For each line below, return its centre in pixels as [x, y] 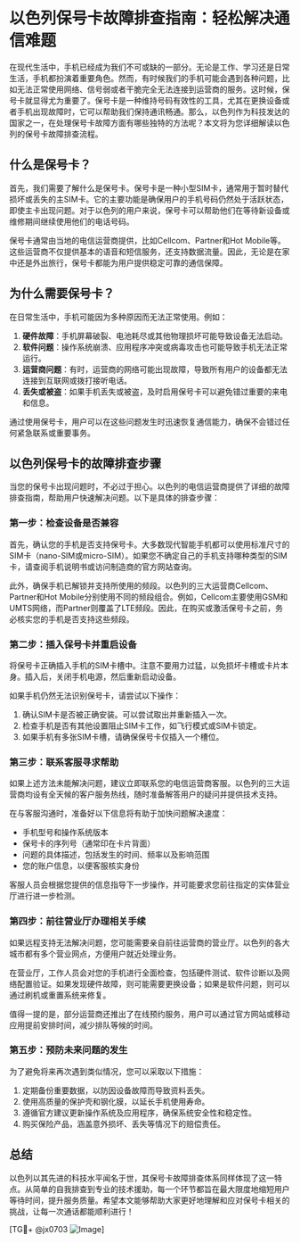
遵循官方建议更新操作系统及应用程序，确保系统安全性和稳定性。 [139, 1113]
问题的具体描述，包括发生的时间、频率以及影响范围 [116, 855]
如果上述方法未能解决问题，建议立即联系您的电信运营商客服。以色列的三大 [146, 783]
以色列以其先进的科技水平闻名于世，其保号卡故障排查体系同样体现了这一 [142, 1178]
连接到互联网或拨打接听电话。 [77, 380]
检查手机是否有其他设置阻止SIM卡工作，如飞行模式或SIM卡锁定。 [142, 725]
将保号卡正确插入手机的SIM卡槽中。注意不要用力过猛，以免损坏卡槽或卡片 [145, 665]
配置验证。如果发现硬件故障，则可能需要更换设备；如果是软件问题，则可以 [153, 983]
